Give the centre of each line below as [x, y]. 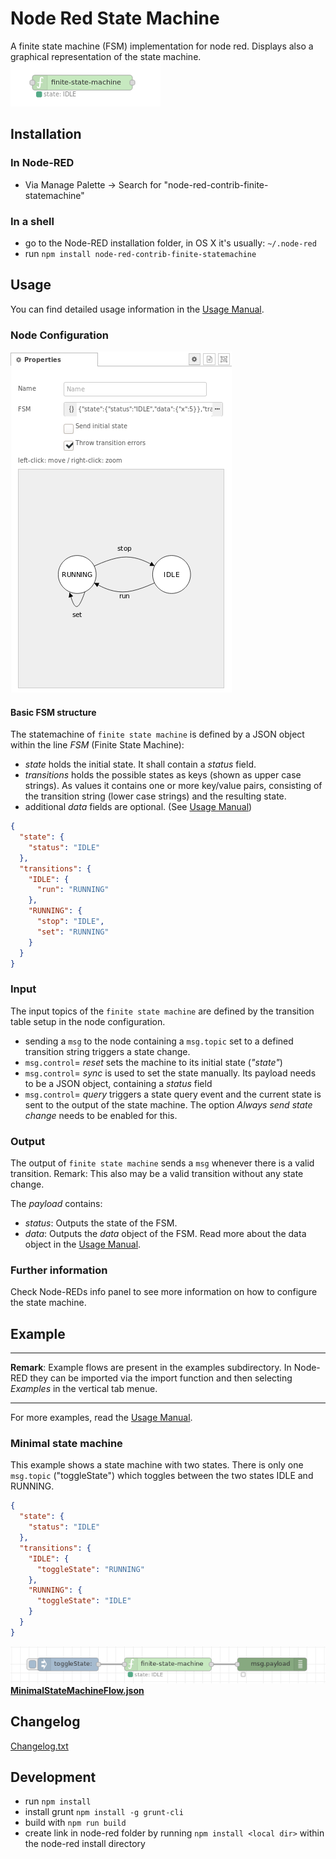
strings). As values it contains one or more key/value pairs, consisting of [173, 786]
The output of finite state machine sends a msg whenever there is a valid [162, 1163]
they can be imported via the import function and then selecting [161, 1378]
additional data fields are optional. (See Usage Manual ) [138, 807]
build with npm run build [75, 1823]
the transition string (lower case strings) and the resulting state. [155, 796]
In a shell [32, 221]
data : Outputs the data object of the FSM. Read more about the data [165, 1234]
